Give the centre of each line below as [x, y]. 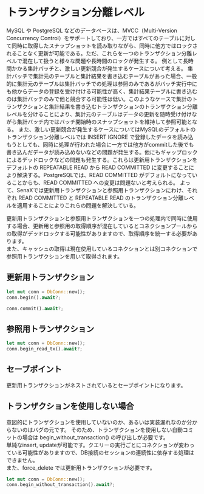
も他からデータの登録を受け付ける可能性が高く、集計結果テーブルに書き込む [102, 91]
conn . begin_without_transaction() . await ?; [61, 485]
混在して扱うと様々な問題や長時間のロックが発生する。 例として [103, 61]
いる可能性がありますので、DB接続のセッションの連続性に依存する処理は [103, 452]
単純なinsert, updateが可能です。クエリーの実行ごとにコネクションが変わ [98, 445]
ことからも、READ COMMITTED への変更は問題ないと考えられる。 [95, 183]
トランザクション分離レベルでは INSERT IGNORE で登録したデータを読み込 [100, 137]
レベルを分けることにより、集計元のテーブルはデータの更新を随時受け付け [99, 114]
